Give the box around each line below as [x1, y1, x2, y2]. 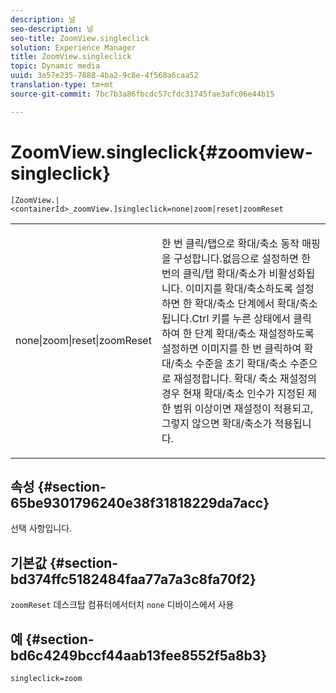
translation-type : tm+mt [10, 80, 114, 90]
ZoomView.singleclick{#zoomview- [10, 141, 313, 163]
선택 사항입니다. [10, 522, 73, 535]
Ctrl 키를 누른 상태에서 [191, 311, 292, 325]
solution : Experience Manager [10, 42, 137, 53]
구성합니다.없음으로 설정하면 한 [173, 251, 311, 265]
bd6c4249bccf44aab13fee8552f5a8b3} [10, 647, 268, 664]
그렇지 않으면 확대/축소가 [161, 416, 273, 430]
